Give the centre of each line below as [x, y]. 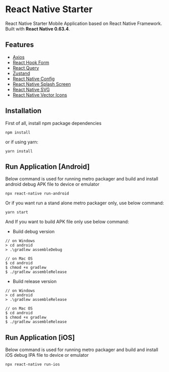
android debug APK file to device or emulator [53, 184]
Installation [23, 111]
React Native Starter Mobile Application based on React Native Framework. [84, 23]
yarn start [17, 212]
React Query [26, 68]
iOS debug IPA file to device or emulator [47, 355]
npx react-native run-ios [32, 364]
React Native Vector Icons [40, 95]
